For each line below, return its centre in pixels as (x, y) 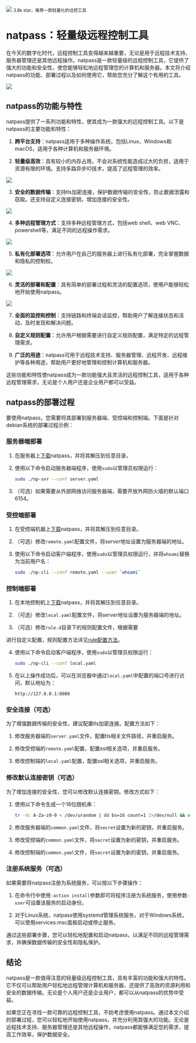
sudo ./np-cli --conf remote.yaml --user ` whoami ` (78, 573)
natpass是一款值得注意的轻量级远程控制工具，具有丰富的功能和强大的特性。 (98, 978)
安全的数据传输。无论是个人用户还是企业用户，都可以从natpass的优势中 (93, 992)
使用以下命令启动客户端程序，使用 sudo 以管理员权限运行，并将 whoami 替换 (102, 554)
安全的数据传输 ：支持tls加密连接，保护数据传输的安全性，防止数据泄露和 (102, 192)
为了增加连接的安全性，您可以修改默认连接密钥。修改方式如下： (83, 792)
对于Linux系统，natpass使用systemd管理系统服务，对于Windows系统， (101, 915)
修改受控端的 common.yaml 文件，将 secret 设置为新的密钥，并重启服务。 (98, 840)
